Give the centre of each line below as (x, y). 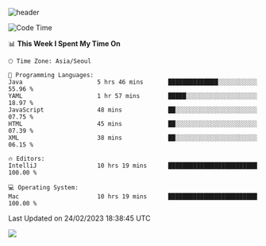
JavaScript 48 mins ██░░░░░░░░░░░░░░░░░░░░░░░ (133, 110)
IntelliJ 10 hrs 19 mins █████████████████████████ (133, 166)
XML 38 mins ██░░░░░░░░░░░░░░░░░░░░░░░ (133, 138)
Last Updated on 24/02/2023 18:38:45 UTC (79, 218)
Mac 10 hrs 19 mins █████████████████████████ (133, 197)
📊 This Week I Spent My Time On (64, 43)
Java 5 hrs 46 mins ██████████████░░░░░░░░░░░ (133, 82)
